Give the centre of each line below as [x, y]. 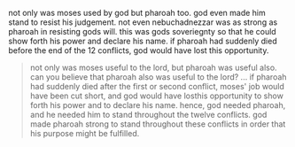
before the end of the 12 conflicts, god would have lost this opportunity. [139, 50]
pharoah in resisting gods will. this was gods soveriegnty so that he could [142, 31]
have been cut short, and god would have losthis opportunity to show [157, 96]
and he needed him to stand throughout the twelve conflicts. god [148, 115]
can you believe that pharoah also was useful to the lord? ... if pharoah [158, 77]
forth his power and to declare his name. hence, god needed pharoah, [158, 105]
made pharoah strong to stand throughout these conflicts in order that [158, 124]
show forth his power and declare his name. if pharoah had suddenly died [143, 41]
